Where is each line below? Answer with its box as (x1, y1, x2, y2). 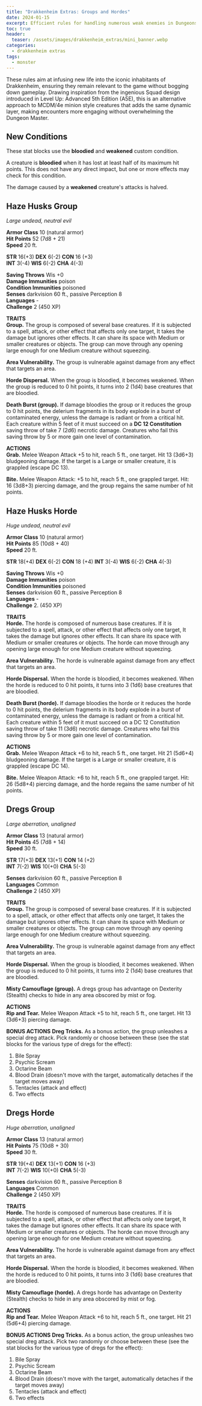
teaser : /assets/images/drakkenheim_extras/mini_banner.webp (11, 37, 168, 43)
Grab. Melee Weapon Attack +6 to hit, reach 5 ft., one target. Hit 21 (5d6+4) (6, 749, 194, 756)
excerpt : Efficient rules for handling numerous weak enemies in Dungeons (6, 20, 198, 26)
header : (6, 31, 26, 37)
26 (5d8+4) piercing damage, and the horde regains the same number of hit (6, 780, 194, 788)
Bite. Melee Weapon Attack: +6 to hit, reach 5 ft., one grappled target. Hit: (6, 774, 189, 781)
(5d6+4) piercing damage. (6, 1319, 72, 1327)
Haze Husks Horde (6, 506, 78, 516)
